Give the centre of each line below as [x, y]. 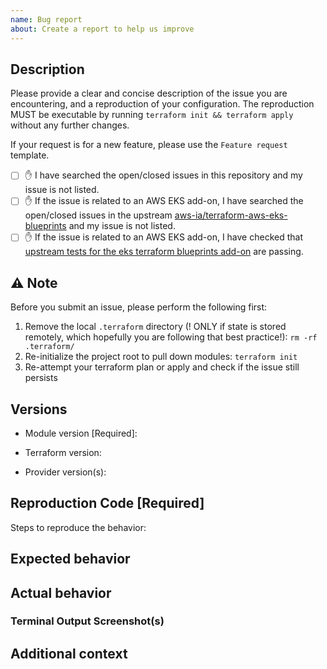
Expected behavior [70, 559]
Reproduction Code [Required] [107, 503]
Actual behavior [61, 592]
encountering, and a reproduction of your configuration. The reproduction [162, 104]
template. [30, 155]
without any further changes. [70, 125]
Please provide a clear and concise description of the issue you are [149, 93]
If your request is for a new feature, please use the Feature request [149, 145]
